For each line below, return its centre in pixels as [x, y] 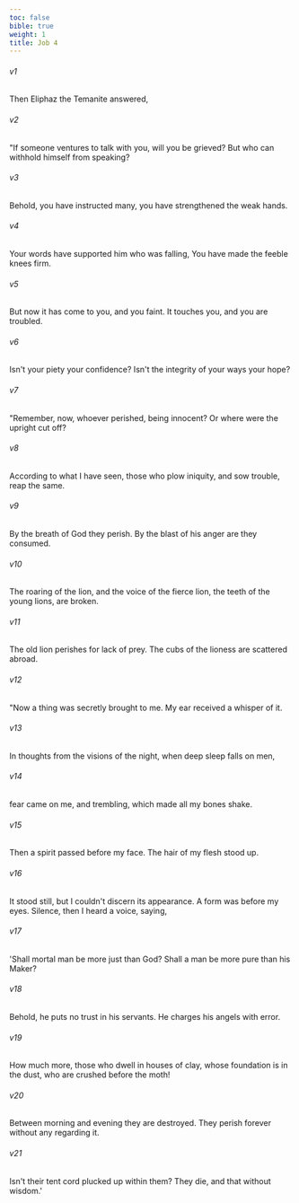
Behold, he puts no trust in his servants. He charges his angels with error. [145, 1016]
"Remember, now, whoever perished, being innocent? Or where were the [144, 417]
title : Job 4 [34, 43]
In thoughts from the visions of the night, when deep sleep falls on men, [142, 756]
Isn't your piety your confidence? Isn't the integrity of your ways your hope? [150, 370]
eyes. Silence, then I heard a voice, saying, [88, 910]
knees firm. [30, 263]
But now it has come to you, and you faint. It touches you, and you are [139, 312]
